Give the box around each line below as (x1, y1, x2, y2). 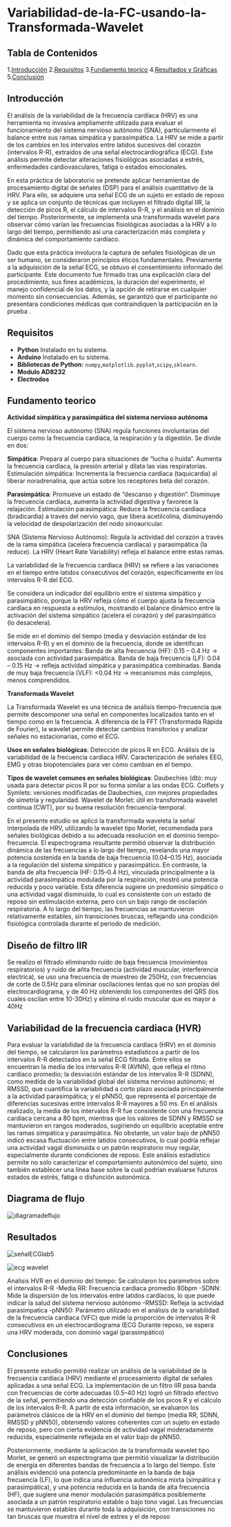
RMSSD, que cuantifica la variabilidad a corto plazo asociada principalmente (7, 1085, 224, 1093)
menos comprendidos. (7, 676, 71, 684)
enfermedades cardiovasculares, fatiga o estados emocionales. (7, 163, 188, 171)
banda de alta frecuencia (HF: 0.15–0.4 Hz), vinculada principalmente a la (7, 868, 215, 877)
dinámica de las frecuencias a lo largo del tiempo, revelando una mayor (7, 846, 210, 854)
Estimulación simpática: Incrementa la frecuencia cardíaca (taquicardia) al (7, 469, 217, 478)
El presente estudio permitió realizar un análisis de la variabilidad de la (7, 1366, 207, 1375)
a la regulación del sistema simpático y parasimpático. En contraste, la (7, 861, 207, 869)
